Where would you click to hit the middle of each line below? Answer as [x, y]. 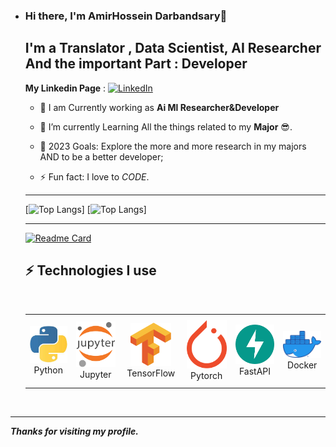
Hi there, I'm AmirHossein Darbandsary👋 [126, 16]
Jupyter [95, 375]
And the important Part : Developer [136, 64]
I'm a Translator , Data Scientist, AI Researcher [173, 48]
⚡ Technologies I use [90, 270]
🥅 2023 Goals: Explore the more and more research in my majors [173, 146]
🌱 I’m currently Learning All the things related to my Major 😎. [166, 126]
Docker [302, 365]
